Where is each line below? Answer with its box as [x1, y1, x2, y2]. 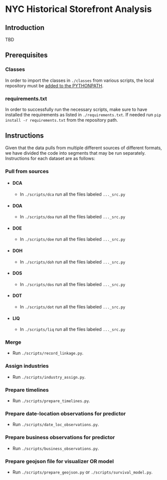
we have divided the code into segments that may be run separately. [5, 150, 146, 156]
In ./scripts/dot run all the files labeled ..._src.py [19, 303, 126, 310]
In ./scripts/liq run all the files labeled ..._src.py [19, 326, 126, 332]
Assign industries [5, 363, 49, 370]
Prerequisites [5, 51, 48, 59]
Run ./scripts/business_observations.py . [12, 445, 99, 451]
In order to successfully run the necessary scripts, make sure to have [5, 106, 148, 112]
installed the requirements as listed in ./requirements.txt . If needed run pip [5, 111, 161, 118]
